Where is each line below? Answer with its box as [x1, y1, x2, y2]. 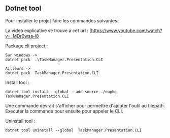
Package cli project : [5, 43, 48, 49]
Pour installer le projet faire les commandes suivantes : [5, 17, 120, 23]
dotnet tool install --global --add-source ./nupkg [5, 89, 117, 94]
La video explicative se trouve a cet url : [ [5, 27, 91, 34]
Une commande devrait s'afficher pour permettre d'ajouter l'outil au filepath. [5, 102, 165, 108]
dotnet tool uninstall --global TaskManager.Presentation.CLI [5, 127, 142, 133]
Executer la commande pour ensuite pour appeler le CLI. [5, 108, 123, 114]
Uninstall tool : [5, 118, 36, 124]
